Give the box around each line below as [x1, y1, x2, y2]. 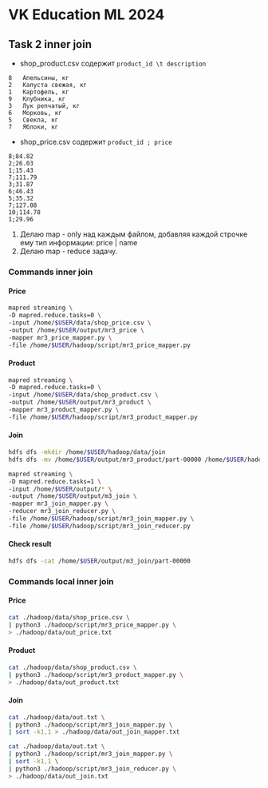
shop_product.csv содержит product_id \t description [19, 58, 207, 68]
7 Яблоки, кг [8, 123, 59, 131]
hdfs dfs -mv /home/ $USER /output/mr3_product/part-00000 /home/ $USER [8, 456, 245, 464]
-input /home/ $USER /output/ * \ [8, 485, 112, 493]
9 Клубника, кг [8, 95, 66, 103]
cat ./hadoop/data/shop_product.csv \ [8, 663, 137, 671]
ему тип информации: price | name [19, 238, 138, 247]
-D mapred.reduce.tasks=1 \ [8, 477, 102, 485]
